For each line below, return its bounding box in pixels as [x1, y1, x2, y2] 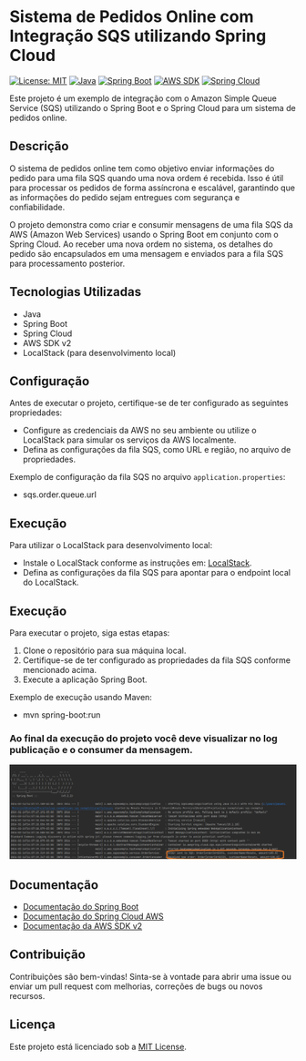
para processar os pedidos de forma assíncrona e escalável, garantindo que [9, 182, 296, 193]
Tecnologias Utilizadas [9, 284, 142, 300]
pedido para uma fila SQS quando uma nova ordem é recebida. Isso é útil [9, 172, 284, 183]
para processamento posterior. [9, 258, 126, 269]
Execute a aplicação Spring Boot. [22, 674, 148, 685]
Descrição [9, 138, 69, 154]
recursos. [9, 990, 46, 1001]
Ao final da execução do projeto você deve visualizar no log [9, 731, 278, 744]
